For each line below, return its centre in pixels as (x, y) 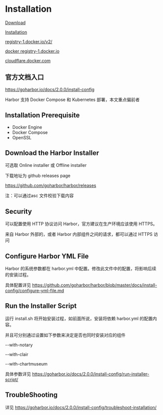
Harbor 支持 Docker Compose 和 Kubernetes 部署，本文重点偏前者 (72, 100)
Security (18, 211)
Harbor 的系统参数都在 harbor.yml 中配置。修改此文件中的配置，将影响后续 (81, 269)
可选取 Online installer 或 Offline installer (46, 165)
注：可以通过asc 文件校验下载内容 (40, 196)
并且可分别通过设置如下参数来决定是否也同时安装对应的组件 (65, 335)
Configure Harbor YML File (47, 256)
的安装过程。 (18, 275)
